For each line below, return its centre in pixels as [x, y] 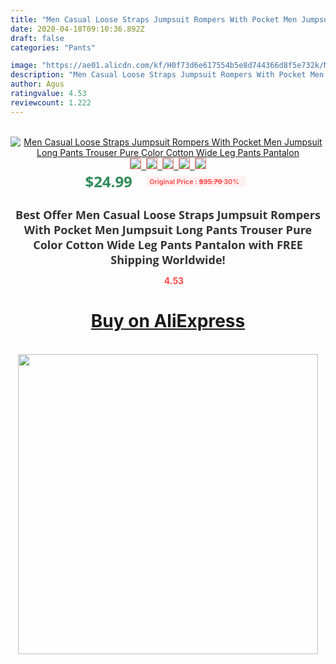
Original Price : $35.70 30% [194, 181]
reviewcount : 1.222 [51, 102]
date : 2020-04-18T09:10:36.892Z [77, 29]
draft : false [37, 38]
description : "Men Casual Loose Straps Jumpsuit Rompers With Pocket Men [167, 75]
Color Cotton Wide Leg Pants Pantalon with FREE [168, 244]
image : [24, 66]
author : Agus [37, 84]
